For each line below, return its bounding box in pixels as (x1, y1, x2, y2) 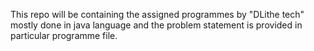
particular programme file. (10, 30, 118, 41)
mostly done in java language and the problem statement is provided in (10, 19, 303, 31)
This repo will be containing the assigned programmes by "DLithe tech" (10, 9, 305, 20)
